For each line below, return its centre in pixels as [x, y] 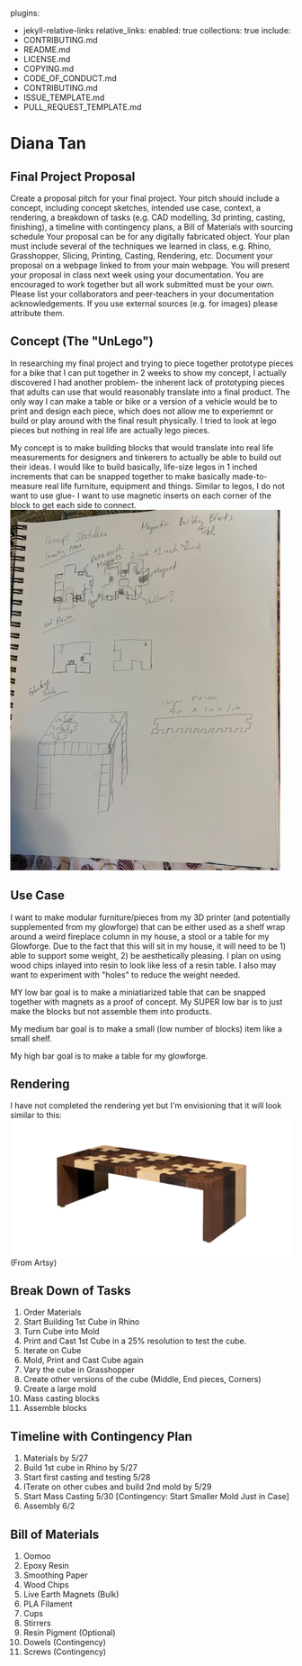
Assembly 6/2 [49, 1506]
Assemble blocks [55, 1408]
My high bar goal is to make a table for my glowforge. [109, 1056]
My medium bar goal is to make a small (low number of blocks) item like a [146, 1029]
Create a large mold [60, 1389]
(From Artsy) [34, 1262]
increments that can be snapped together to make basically [120, 476]
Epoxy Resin [46, 1566]
